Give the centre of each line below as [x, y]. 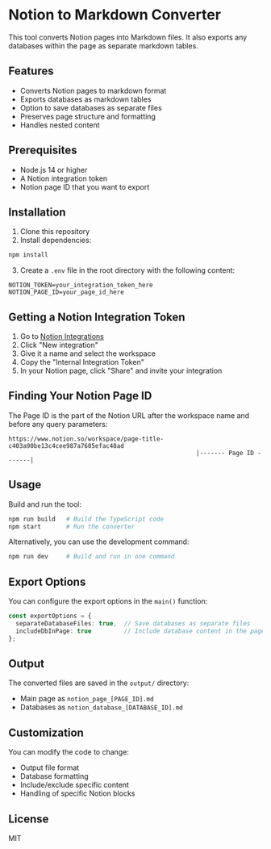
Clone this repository [55, 232]
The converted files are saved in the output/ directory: [99, 683]
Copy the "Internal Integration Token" [82, 362]
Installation [37, 212]
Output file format [50, 767]
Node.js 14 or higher [54, 169]
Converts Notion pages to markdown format [93, 90]
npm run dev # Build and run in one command [92, 557]
